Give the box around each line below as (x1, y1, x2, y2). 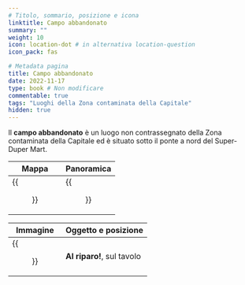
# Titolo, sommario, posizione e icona (8, 11, 139, 20)
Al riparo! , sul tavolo (65, 251, 142, 262)
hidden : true (8, 106, 51, 114)
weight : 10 (8, 33, 44, 42)
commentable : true (8, 91, 69, 99)
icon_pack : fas (8, 48, 58, 56)
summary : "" (8, 26, 47, 34)
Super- (214, 136, 238, 146)
